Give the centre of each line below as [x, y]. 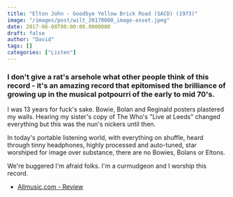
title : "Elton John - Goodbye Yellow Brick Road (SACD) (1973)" [103, 14]
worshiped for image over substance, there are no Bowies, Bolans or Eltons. [116, 152]
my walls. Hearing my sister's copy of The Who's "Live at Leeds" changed [114, 117]
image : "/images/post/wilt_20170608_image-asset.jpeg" [89, 20]
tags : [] [20, 46]
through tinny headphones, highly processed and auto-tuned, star [102, 145]
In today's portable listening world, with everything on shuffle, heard [105, 138]
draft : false [26, 33]
